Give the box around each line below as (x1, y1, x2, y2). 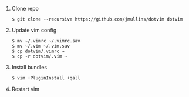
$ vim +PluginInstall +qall (11, 75, 80, 81)
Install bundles (11, 64, 48, 71)
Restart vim (11, 85, 40, 92)
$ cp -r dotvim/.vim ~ (11, 53, 67, 59)
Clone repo (11, 5, 39, 12)
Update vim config (11, 26, 57, 34)
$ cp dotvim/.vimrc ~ (11, 48, 65, 54)
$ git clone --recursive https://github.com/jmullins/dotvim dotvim (11, 16, 183, 22)
